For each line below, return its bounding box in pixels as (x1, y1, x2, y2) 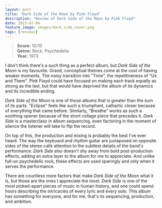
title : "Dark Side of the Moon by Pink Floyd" (5, 12, 101, 16)
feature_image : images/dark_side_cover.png (5, 25, 95, 30)
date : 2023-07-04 (5, 20, 40, 26)
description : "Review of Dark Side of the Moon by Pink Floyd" (5, 16, 136, 21)
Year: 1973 (16, 53, 39, 59)
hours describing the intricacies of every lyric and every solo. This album (5, 188, 151, 194)
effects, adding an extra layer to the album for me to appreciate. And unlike (5, 153, 155, 159)
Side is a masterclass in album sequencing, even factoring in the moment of (5, 118, 157, 124)
